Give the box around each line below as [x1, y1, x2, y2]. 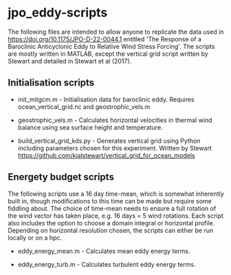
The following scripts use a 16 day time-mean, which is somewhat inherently [8, 190, 224, 198]
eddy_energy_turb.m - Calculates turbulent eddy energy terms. [17, 260, 196, 268]
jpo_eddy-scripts [8, 5, 108, 21]
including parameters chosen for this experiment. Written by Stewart [17, 143, 212, 152]
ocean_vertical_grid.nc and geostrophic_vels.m [17, 102, 151, 111]
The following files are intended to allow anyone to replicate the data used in [8, 28, 224, 36]
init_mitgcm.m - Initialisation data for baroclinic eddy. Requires [17, 95, 195, 103]
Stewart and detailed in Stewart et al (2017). [8, 57, 132, 65]
